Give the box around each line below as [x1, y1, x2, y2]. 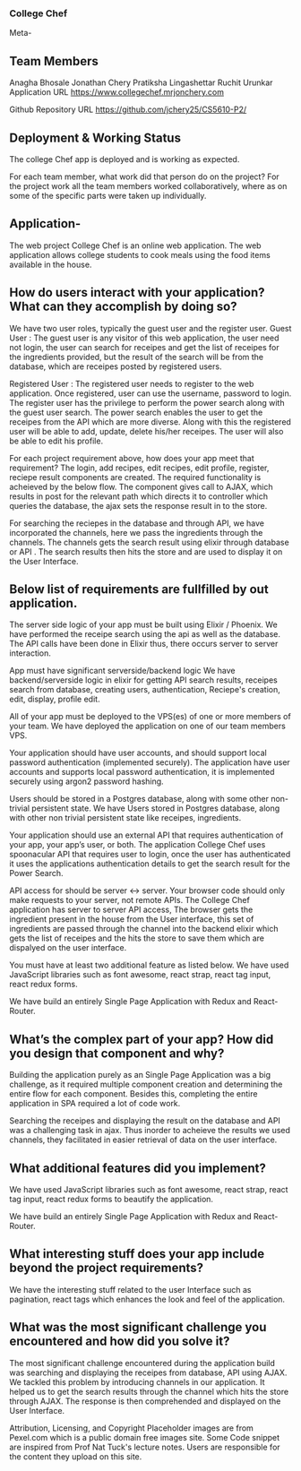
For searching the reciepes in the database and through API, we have [9, 518, 265, 529]
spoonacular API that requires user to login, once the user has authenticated [9, 849, 291, 860]
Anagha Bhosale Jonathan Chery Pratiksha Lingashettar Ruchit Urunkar [9, 77, 273, 88]
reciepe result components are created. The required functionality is [9, 471, 262, 482]
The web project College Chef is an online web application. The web [9, 240, 262, 251]
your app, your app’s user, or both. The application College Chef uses [9, 839, 266, 850]
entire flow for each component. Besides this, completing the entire [9, 1088, 258, 1099]
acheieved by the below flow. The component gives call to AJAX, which [9, 481, 273, 492]
